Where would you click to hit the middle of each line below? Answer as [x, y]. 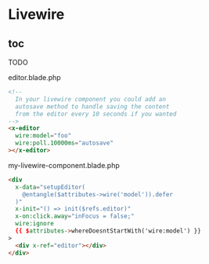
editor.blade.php [34, 77]
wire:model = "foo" [43, 136]
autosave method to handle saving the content [92, 106]
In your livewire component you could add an [91, 99]
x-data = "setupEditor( [50, 187]
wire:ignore [35, 224]
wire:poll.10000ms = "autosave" [64, 143]
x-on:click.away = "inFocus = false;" [75, 216]
